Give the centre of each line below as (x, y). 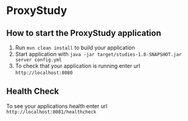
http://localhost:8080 (44, 73)
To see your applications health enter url (57, 106)
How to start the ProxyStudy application (84, 33)
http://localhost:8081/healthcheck (51, 112)
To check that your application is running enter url (78, 66)
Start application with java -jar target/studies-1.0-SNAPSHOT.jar (98, 54)
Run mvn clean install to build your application (75, 47)
